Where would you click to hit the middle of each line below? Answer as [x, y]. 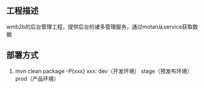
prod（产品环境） [37, 78]
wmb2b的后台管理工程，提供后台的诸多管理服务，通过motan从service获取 [100, 27]
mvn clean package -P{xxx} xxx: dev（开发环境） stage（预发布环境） [104, 71]
